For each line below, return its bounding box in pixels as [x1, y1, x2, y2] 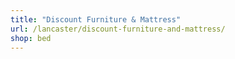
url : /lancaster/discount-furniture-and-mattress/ [10, 24, 226, 34]
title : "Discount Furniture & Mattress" [10, 14, 182, 25]
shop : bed [10, 33, 52, 43]
